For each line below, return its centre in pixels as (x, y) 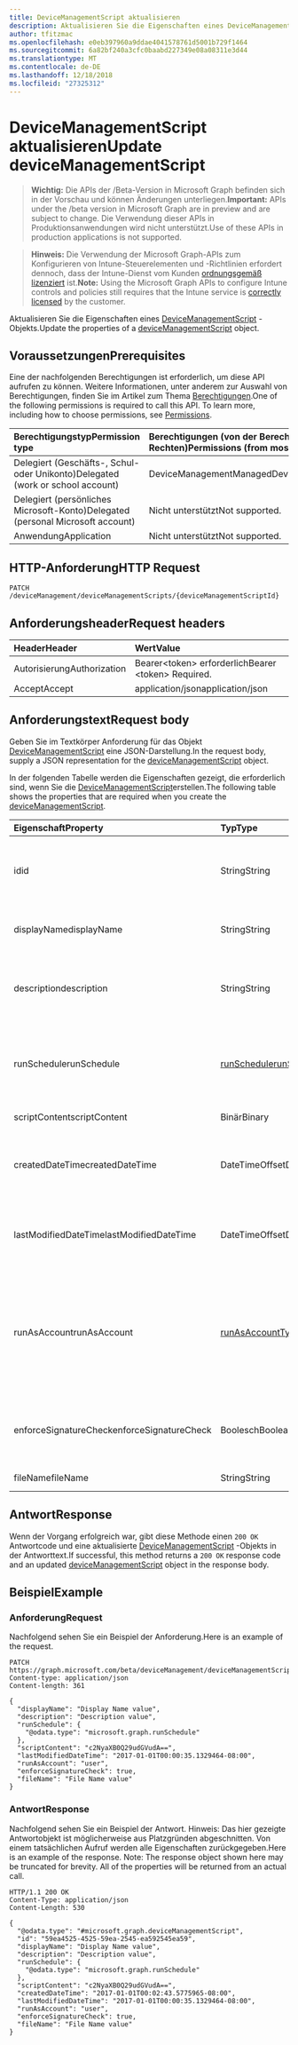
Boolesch (240, 1430)
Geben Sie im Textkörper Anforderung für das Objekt (106, 741)
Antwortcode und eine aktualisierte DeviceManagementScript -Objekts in (143, 1545)
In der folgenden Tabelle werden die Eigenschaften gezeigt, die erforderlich (147, 777)
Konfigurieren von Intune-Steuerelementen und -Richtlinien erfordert (156, 264)
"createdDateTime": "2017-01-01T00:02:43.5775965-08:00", (127, 1993)
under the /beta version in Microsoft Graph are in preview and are (150, 209)
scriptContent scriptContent (71, 1117)
